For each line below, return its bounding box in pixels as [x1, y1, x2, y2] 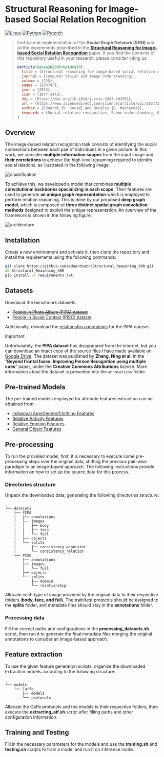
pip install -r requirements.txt [5, 273, 73, 278]
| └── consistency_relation [14, 549, 84, 554]
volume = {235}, [21, 78, 55, 83]
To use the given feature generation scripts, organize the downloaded [5, 663, 145, 669]
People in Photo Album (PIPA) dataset [12, 309, 88, 315]
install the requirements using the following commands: [5, 254, 116, 260]
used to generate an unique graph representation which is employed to [5, 192, 150, 197]
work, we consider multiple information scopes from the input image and [5, 152, 154, 158]
